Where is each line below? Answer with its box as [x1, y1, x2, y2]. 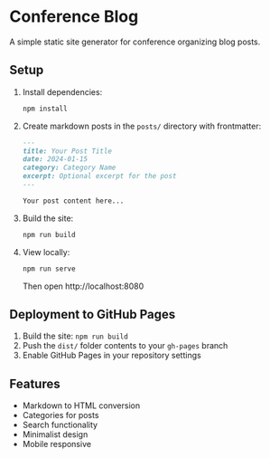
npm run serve [22, 264, 76, 273]
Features [9, 376, 61, 391]
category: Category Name [22, 163, 116, 173]
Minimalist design [22, 429, 88, 440]
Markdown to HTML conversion [22, 400, 141, 411]
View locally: [22, 246, 70, 257]
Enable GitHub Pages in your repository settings [22, 350, 201, 361]
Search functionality [22, 419, 98, 431]
